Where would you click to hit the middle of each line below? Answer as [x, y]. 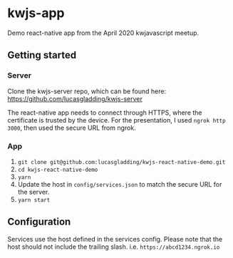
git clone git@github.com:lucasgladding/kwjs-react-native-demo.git [121, 162]
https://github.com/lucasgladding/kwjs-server [75, 98]
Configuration [39, 222]
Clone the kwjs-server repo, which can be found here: [87, 91]
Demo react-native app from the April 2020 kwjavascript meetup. [103, 33]
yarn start [34, 200]
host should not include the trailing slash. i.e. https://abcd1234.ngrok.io [114, 247]
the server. [33, 192]
